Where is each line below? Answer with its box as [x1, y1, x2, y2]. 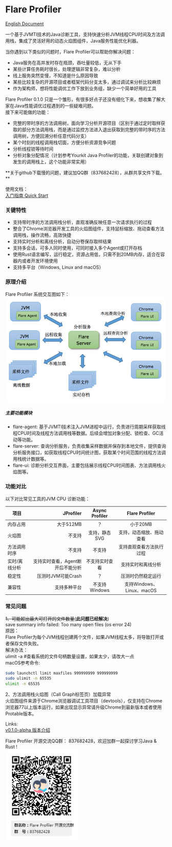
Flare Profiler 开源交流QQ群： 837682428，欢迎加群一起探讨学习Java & [5, 738, 157, 744]
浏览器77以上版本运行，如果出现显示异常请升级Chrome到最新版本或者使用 [5, 704, 162, 711]
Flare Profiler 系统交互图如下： [5, 291, 70, 297]
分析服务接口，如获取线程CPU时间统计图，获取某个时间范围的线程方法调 [12, 449, 166, 456]
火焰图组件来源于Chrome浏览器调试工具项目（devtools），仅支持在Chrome [5, 698, 163, 704]
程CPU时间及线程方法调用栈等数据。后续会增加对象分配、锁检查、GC [12, 430, 160, 436]
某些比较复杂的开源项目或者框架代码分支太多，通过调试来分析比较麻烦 [12, 79, 161, 85]
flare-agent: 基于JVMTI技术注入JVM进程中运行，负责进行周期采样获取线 [12, 423, 166, 430]
